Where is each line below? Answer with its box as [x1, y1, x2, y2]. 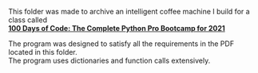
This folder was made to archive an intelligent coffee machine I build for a [8, 7, 250, 16]
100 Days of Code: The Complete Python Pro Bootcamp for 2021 [8, 24, 225, 33]
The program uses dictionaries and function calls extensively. [8, 56, 211, 65]
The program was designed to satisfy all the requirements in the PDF [8, 39, 234, 48]
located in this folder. [8, 48, 77, 56]
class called [8, 15, 48, 25]
